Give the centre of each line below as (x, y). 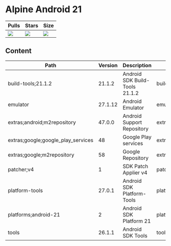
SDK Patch (135, 166)
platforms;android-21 (34, 214)
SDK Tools (135, 235)
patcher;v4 (21, 169)
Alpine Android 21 (44, 9)
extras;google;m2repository (41, 155)
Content (19, 51)
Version (108, 65)
